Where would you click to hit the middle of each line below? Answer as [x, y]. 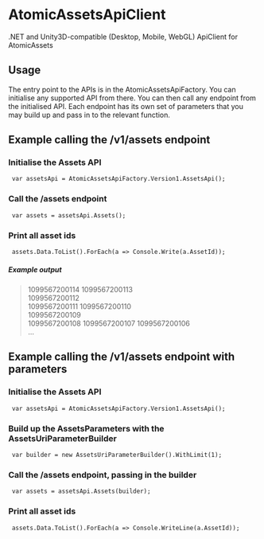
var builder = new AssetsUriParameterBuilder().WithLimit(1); [117, 455]
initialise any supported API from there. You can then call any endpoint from [132, 98]
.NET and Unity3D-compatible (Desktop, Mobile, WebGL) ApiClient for [123, 37]
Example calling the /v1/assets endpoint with [122, 357]
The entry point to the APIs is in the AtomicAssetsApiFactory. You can [122, 89]
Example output [35, 269]
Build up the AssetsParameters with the [86, 428]
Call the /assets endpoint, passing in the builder [103, 475]
